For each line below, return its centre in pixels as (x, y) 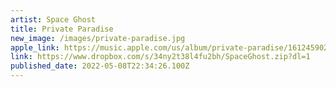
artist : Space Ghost (53, 19)
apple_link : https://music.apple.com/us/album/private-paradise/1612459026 (171, 47)
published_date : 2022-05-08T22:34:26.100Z (100, 66)
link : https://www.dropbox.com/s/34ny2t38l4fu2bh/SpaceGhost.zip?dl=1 (160, 57)
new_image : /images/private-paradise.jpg (98, 38)
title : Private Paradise (62, 29)
